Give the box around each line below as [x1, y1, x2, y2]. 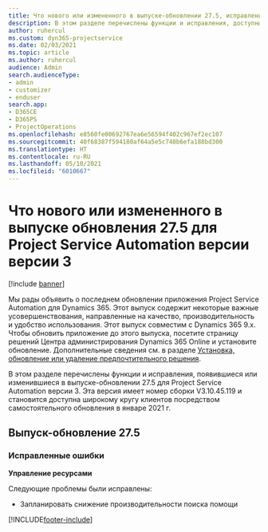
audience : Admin [8, 64, 62, 72]
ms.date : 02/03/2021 [8, 41, 77, 49]
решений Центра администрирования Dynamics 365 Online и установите [8, 337, 257, 346]
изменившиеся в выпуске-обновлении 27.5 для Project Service [8, 377, 222, 387]
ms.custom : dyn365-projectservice [8, 33, 124, 42]
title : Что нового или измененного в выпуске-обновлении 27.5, [8, 11, 223, 20]
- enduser [8, 93, 41, 101]
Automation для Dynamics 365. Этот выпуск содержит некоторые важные [8, 302, 259, 312]
